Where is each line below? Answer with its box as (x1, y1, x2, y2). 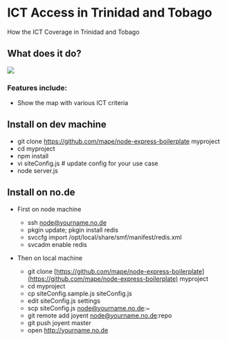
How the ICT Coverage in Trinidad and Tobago (7, 28, 140, 36)
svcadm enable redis (27, 240, 88, 248)
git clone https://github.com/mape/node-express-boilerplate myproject (17, 137, 220, 145)
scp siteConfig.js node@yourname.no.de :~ (27, 304, 150, 312)
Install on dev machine (7, 119, 107, 131)
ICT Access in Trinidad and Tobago (7, 5, 212, 21)
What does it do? (7, 48, 82, 59)
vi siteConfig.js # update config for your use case (17, 159, 158, 167)
